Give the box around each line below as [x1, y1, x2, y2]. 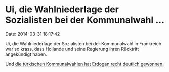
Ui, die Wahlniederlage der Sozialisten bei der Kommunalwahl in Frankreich [5, 40, 162, 46]
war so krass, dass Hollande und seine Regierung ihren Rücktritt [5, 46, 139, 52]
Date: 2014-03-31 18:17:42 [5, 31, 60, 37]
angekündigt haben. [5, 51, 47, 57]
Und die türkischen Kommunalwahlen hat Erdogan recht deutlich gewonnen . [5, 61, 164, 67]
